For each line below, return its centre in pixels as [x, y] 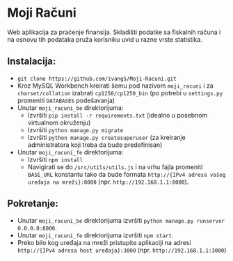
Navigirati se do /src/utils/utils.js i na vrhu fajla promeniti [115, 167]
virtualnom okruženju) [59, 122]
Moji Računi [42, 13]
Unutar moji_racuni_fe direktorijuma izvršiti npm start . [95, 235]
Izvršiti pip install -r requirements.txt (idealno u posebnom [118, 115]
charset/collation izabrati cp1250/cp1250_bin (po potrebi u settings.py [120, 93]
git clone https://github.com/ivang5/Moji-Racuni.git [97, 79]
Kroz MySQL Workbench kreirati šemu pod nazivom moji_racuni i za [115, 86]
